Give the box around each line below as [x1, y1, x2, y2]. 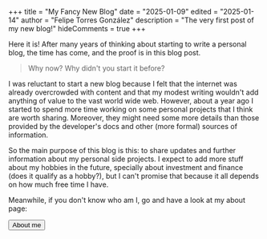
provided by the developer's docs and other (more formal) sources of [8, 122, 238, 131]
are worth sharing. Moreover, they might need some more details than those [8, 113, 260, 123]
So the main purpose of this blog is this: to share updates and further [8, 146, 237, 155]
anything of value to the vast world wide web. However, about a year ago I [8, 96, 254, 105]
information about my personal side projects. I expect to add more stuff [8, 154, 244, 164]
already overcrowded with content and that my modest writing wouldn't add [8, 87, 259, 97]
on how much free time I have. [8, 180, 109, 189]
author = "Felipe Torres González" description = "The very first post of [21, 15, 254, 25]
